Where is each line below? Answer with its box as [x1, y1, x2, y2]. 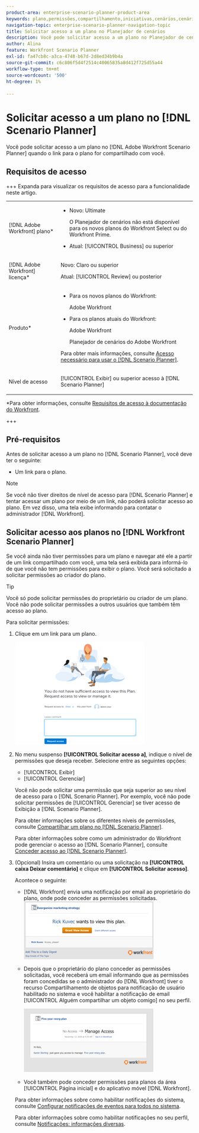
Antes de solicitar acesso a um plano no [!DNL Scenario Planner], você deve [6, 450, 192, 457]
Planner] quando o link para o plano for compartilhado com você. [6, 150, 165, 157]
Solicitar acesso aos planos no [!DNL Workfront [6, 528, 185, 538]
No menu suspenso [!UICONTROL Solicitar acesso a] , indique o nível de [14, 750, 192, 758]
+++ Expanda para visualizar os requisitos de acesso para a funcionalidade [6, 182, 190, 190]
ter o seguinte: [6, 456, 41, 463]
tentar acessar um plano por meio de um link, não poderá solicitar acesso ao [6, 497, 193, 504]
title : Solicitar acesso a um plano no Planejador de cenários [6, 29, 166, 34]
